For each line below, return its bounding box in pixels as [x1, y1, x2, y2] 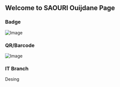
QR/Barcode [5, 42, 35, 48]
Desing [5, 76, 20, 82]
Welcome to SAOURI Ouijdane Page [5, 4, 115, 12]
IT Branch [5, 65, 29, 72]
